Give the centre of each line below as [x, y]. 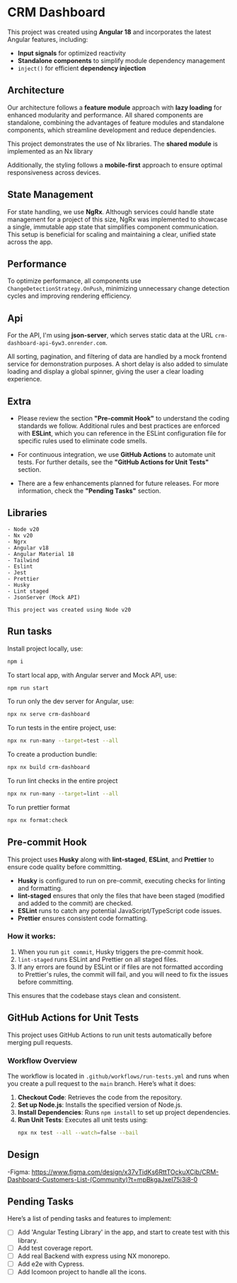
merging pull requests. [40, 1042]
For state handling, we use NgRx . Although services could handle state [111, 211]
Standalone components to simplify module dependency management [121, 60]
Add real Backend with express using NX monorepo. [94, 1255]
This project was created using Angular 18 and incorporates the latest [109, 32]
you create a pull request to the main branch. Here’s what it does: [102, 1084]
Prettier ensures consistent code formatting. [82, 918]
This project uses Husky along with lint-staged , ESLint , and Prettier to [111, 859]
